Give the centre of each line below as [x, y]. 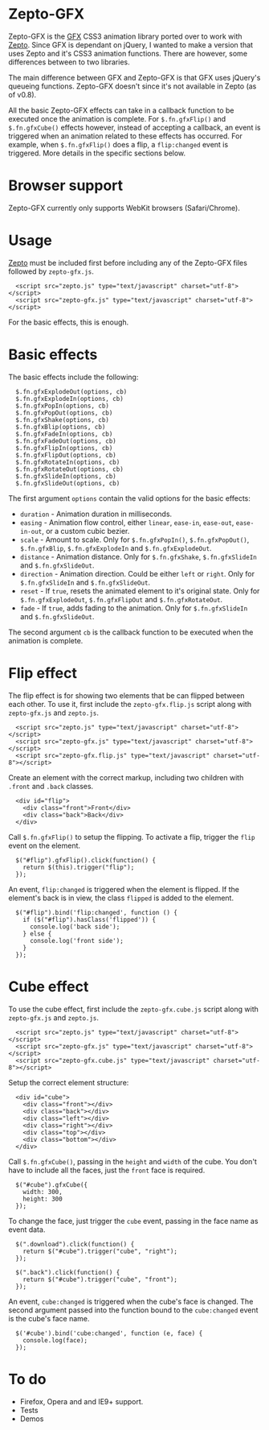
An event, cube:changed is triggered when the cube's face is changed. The [131, 1301]
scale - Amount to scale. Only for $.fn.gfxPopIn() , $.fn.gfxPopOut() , [134, 539]
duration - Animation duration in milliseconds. [96, 514]
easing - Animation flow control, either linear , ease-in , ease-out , [127, 522]
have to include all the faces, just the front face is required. [107, 1170]
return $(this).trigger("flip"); [79, 867]
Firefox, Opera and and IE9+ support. [82, 1401]
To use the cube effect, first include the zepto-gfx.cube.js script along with [134, 1009]
